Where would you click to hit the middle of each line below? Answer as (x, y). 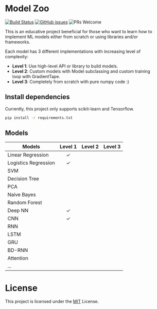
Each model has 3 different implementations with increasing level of (73, 51)
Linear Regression (28, 155)
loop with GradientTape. (36, 76)
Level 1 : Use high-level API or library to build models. (65, 66)
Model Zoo (27, 9)
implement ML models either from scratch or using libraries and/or (72, 37)
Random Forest (25, 202)
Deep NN (18, 211)
